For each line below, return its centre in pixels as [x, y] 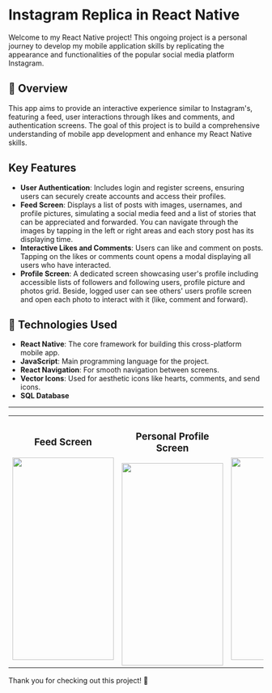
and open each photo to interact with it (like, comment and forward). [134, 299]
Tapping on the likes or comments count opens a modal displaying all [136, 256]
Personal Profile [172, 436]
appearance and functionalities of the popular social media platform [121, 54]
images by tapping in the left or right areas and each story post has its [137, 230]
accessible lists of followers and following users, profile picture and [132, 282]
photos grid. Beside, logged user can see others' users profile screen [136, 291]
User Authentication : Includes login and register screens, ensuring [132, 187]
